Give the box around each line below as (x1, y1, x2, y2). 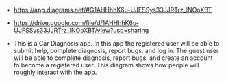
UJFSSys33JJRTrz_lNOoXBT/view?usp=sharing (13, 27, 149, 34)
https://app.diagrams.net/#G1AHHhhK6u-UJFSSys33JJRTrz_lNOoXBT (13, 6, 212, 14)
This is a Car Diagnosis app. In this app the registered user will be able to (13, 39, 220, 47)
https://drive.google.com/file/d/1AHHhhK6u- (13, 19, 139, 27)
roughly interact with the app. (13, 68, 97, 76)
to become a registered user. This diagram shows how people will (13, 61, 199, 69)
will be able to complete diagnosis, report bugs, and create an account (13, 54, 214, 62)
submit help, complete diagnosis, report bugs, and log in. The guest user (13, 47, 219, 54)
